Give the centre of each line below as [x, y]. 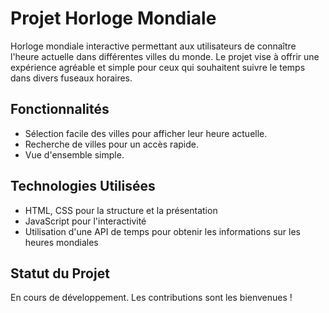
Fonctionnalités [60, 109]
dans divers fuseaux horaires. [71, 78]
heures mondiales [61, 242]
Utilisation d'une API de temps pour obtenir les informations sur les [162, 231]
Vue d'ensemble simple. [74, 154]
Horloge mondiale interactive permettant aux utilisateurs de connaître [153, 46]
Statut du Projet [60, 273]
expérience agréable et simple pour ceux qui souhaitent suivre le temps [158, 67]
